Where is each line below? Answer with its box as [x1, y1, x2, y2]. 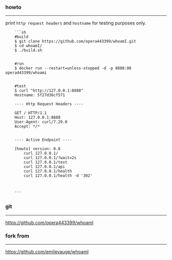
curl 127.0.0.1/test [24, 160, 68, 165]
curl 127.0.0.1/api [24, 164, 66, 169]
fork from [5, 232, 30, 239]
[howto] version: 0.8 [14, 146, 60, 151]
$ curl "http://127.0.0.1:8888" [14, 88, 83, 93]
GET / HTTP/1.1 [14, 111, 47, 116]
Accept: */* [14, 124, 40, 129]
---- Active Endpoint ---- [14, 137, 72, 143]
